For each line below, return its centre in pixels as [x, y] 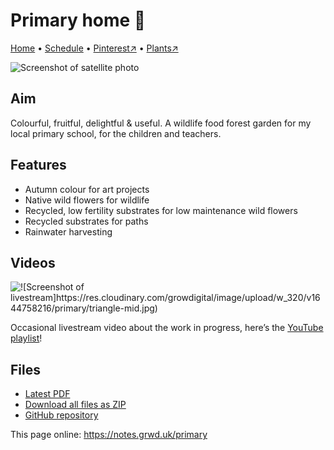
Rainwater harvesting [68, 231]
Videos [33, 262]
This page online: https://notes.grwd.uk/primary [109, 435]
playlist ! [26, 338]
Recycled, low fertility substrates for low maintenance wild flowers [161, 210]
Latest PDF [47, 394]
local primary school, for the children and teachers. [116, 133]
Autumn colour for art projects [87, 189]
